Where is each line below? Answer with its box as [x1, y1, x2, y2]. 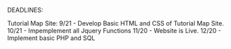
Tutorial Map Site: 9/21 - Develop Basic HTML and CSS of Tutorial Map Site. [7, 19, 225, 27]
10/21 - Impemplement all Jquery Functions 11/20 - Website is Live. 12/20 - [7, 27, 221, 35]
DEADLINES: [7, 6, 43, 14]
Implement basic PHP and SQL [7, 34, 96, 42]
